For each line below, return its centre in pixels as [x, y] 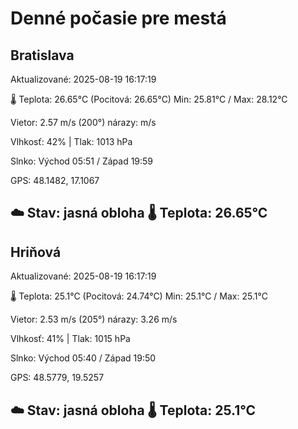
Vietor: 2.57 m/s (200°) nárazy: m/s [83, 122]
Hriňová [36, 252]
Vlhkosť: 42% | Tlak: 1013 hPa [71, 141]
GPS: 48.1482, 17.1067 [55, 180]
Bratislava [42, 55]
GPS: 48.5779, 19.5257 [57, 378]
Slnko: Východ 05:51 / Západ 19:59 [82, 161]
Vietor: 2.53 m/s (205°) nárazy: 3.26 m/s [94, 319]
